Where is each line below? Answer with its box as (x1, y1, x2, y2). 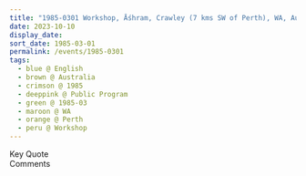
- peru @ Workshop (17, 124, 88, 133)
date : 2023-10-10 (9, 22, 76, 31)
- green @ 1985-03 (17, 98, 88, 108)
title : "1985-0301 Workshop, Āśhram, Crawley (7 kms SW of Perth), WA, (9, 13, 287, 23)
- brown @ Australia (17, 73, 96, 82)
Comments (9, 159, 51, 169)
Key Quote (9, 149, 49, 160)
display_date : (9, 30, 64, 39)
